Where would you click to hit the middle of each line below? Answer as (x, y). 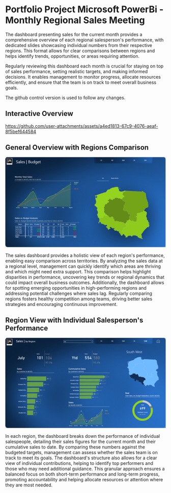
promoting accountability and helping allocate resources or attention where (84, 480)
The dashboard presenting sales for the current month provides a (74, 34)
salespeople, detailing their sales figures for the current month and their (81, 442)
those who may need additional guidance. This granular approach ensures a (85, 469)
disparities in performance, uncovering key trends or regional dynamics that (85, 277)
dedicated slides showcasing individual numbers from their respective (79, 45)
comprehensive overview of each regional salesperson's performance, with (84, 40)
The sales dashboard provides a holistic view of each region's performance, (85, 255)
